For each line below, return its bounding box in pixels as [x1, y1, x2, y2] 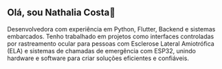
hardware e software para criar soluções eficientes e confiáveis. [7, 54, 189, 62]
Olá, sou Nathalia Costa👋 [7, 7, 115, 18]
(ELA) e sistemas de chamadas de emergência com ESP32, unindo [7, 46, 196, 55]
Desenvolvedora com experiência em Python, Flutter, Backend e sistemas [7, 25, 216, 33]
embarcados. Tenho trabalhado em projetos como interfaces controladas [7, 32, 214, 40]
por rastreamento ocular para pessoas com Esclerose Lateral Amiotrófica [7, 39, 214, 48]
